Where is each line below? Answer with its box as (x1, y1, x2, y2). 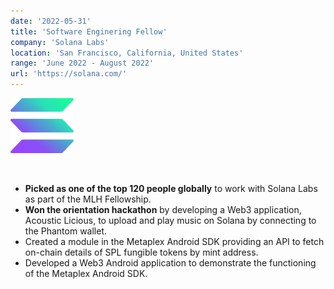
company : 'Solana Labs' (10, 37, 110, 47)
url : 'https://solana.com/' (10, 69, 128, 79)
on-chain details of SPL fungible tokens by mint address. (24, 246, 259, 258)
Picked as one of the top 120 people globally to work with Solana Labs (24, 183, 318, 194)
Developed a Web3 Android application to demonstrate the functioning (24, 257, 317, 269)
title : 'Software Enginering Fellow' (10, 26, 168, 37)
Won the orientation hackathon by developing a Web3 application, (24, 204, 302, 215)
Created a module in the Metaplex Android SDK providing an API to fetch (24, 236, 325, 247)
